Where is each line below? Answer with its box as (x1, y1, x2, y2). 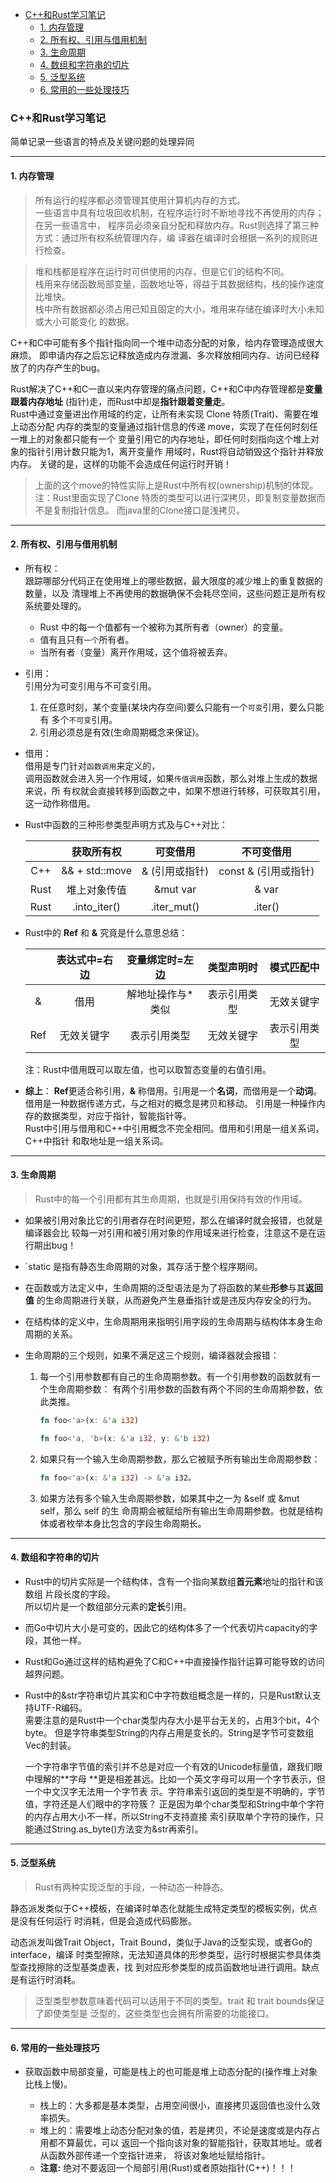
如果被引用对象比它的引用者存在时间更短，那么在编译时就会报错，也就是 (24, 1214, 323, 1226)
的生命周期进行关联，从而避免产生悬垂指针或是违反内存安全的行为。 (36, 1294, 317, 1306)
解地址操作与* (126, 987, 194, 1001)
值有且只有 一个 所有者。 (39, 633, 135, 645)
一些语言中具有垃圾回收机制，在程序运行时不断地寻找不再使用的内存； (34, 206, 325, 218)
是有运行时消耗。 (10, 1973, 81, 1985)
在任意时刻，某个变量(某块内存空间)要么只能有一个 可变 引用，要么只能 (39, 701, 325, 713)
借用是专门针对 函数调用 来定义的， (24, 759, 161, 772)
